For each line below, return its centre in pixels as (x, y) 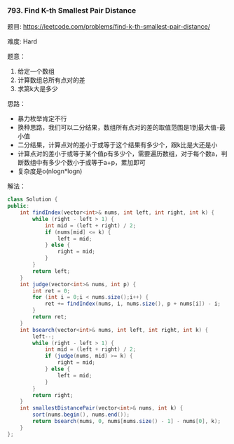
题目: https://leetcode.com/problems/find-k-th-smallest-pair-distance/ (109, 27)
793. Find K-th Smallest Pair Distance (72, 11)
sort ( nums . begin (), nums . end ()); (81, 415)
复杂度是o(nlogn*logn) (50, 171)
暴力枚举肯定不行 (42, 119)
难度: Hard (22, 41)
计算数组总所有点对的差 (51, 80)
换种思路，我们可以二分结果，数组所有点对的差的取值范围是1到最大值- (118, 128)
